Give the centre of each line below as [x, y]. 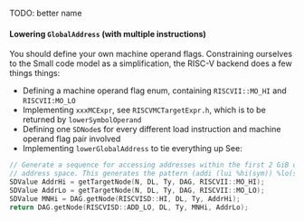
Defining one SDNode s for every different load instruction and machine [152, 130]
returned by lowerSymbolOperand [82, 120]
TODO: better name [46, 13]
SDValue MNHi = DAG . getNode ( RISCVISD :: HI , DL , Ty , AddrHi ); [125, 198]
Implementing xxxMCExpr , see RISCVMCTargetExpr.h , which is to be [144, 110]
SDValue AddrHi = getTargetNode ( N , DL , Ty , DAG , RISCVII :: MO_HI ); [137, 182]
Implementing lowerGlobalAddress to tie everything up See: [132, 149]
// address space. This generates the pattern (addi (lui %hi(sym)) [141, 174]
